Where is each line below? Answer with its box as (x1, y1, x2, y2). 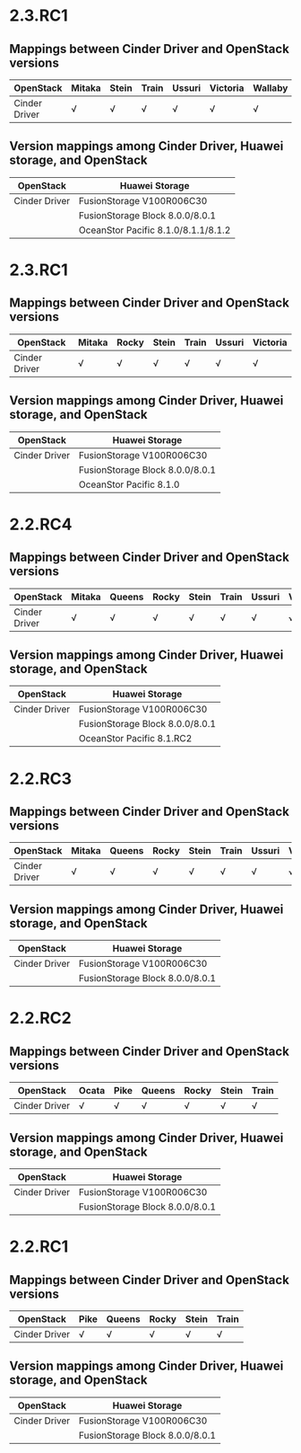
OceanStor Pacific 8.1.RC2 (79, 732, 193, 745)
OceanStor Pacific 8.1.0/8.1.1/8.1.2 (79, 224, 231, 236)
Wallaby (252, 82, 288, 94)
